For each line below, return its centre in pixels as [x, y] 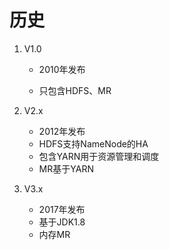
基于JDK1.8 [62, 222]
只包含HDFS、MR [75, 90]
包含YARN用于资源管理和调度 [99, 156]
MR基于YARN [66, 168]
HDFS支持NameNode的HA [93, 143]
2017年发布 [62, 209]
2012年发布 [62, 131]
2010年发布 [62, 69]
